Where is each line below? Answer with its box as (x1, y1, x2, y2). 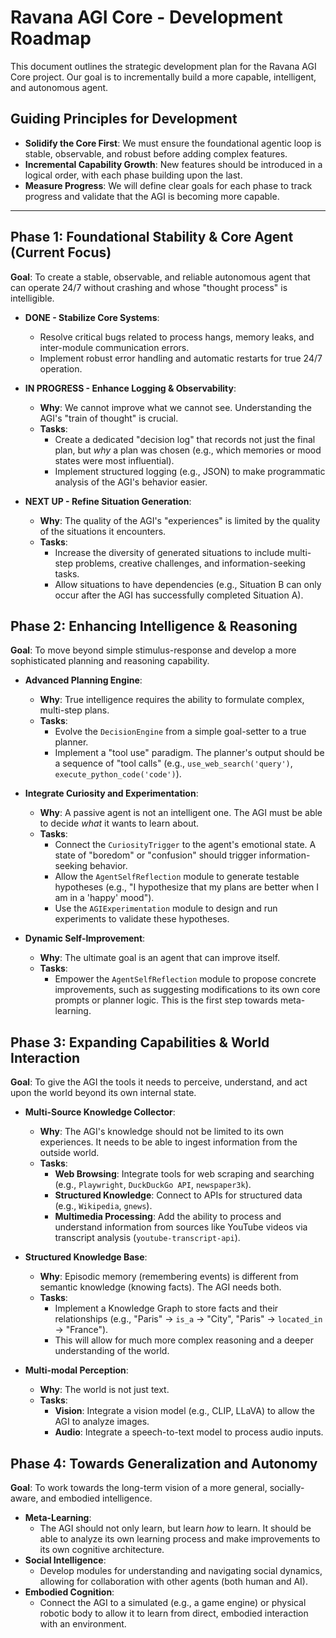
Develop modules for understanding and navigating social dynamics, (39, 1565, 323, 1576)
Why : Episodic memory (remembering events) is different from (39, 1271, 299, 1283)
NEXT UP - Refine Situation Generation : (24, 495, 192, 507)
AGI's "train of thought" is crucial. (39, 412, 179, 424)
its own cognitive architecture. (39, 1544, 165, 1555)
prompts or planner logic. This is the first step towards (54, 994, 278, 1006)
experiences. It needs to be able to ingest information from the (39, 1136, 298, 1148)
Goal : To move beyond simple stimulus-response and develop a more (10, 644, 297, 656)
